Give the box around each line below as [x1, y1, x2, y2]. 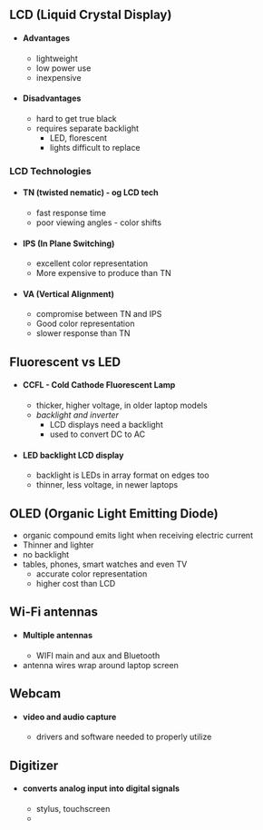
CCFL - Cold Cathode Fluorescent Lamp [22, 380, 176, 390]
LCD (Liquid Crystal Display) [9, 7, 172, 23]
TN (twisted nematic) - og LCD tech [22, 187, 159, 198]
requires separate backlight [35, 123, 139, 133]
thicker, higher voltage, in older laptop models [35, 400, 209, 410]
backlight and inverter [35, 409, 120, 420]
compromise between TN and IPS [35, 309, 162, 320]
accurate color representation [35, 568, 148, 579]
